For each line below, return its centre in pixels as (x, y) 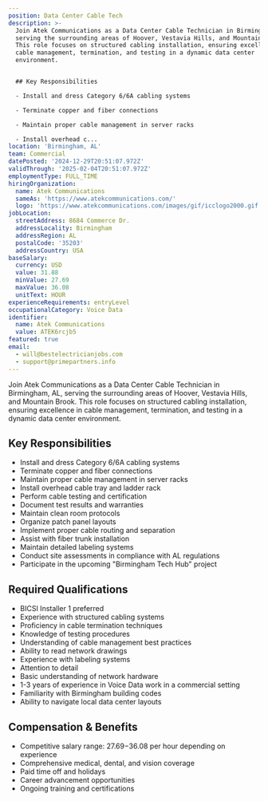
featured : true (33, 340)
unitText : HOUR (41, 295)
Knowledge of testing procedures (75, 634)
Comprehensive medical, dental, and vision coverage (107, 763)
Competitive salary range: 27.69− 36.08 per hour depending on (122, 746)
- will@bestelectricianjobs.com (69, 354)
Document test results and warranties (81, 505)
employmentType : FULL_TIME (53, 176)
